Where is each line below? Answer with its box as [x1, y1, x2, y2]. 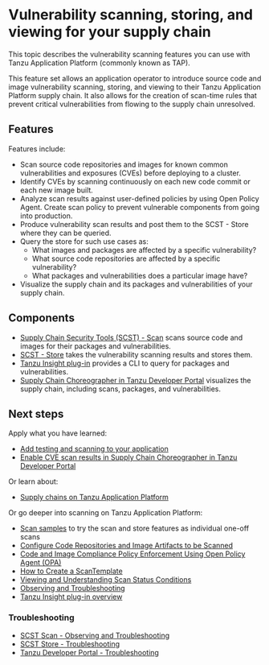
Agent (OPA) [19, 558, 62, 568]
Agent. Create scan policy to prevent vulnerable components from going [19, 202, 259, 212]
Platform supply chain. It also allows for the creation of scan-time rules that [8, 90, 257, 100]
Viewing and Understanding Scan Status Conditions [19, 575, 192, 584]
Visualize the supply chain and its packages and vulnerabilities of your [19, 279, 253, 289]
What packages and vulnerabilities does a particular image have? [31, 271, 248, 280]
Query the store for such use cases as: [19, 236, 149, 246]
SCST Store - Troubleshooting [19, 638, 120, 649]
